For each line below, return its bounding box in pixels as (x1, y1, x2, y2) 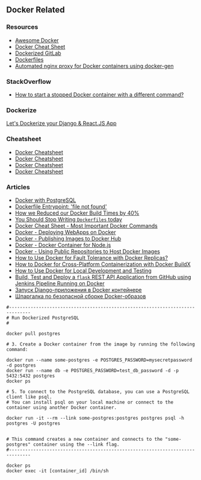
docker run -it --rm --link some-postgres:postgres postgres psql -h (6, 415, 185, 421)
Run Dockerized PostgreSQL (11, 315, 79, 321)
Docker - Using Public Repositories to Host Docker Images (14, 247, 161, 255)
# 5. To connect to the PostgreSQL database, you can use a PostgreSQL (6, 388, 190, 394)
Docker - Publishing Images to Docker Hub (14, 235, 122, 242)
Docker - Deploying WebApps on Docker (14, 229, 116, 236)
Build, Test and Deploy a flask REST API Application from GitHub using (14, 273, 191, 280)
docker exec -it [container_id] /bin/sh (6, 467, 110, 474)
